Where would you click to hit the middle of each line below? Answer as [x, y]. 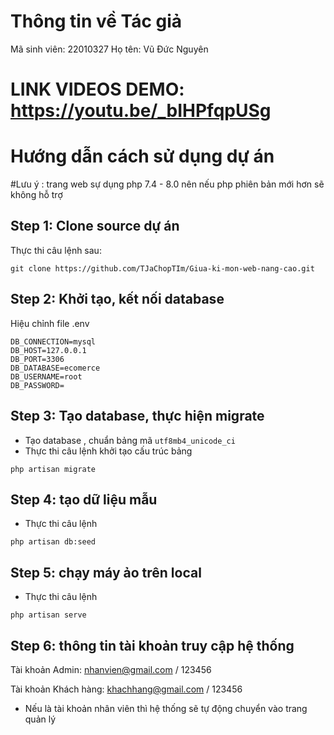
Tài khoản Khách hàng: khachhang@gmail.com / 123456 [126, 689]
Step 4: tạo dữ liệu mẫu [84, 499]
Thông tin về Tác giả [96, 21]
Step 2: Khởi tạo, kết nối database [117, 299]
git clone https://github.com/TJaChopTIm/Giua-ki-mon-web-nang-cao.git [162, 268]
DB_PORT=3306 [37, 359]
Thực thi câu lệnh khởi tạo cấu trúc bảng [108, 451]
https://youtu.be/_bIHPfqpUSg [141, 111]
